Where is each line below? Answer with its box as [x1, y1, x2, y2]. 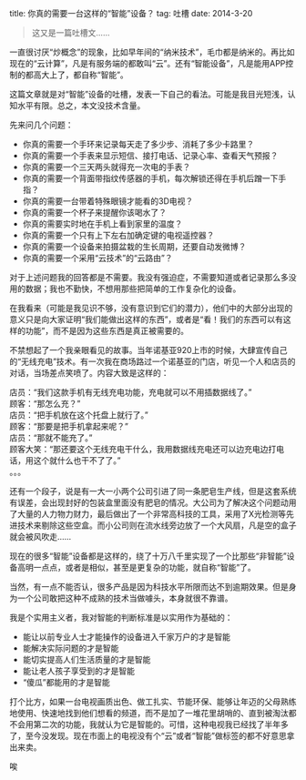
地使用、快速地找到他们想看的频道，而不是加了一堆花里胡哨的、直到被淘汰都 [9, 708, 297, 718]
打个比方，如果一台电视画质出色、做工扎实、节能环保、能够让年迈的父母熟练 [9, 696, 297, 707]
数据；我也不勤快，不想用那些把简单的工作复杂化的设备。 [25, 283, 241, 294]
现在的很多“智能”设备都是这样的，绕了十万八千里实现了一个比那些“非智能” [9, 551, 287, 562]
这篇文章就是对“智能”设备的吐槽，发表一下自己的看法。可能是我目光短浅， [9, 89, 289, 99]
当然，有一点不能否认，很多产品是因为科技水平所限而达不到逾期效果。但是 [9, 582, 289, 592]
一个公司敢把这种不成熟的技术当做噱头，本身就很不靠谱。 [16, 593, 233, 603]
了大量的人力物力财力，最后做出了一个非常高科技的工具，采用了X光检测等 [9, 509, 287, 519]
